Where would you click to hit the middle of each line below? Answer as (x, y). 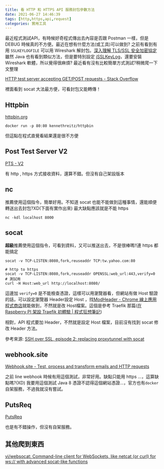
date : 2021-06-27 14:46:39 (33, 14)
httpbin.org (16, 117)
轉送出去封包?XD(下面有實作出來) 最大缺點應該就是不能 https (67, 208)
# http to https (22, 269)
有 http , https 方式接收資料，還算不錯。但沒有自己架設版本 (65, 173)
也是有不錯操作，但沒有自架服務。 (40, 427)
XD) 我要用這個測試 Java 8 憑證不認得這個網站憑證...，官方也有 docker (88, 383)
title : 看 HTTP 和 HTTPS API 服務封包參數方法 (50, 10)
